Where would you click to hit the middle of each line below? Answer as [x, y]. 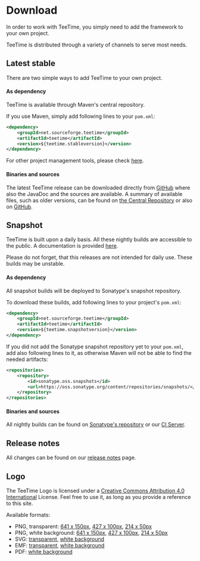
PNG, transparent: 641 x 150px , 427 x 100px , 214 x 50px [83, 526]
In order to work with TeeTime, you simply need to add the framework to [95, 27]
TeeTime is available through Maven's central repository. [75, 104]
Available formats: [28, 515]
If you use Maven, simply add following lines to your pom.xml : [81, 116]
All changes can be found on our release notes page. [71, 458]
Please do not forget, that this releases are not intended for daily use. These [99, 257]
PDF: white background [43, 552]
